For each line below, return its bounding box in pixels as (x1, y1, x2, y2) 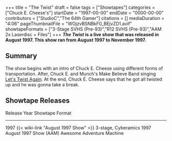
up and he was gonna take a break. (5, 81, 80, 87)
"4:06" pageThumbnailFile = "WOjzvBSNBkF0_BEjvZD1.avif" (5, 20, 132, 27)
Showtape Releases (5, 97, 70, 105)
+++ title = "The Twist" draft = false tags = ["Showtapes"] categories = (5, 5, 155, 10)
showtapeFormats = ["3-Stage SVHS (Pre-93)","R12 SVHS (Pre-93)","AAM (5, 26, 162, 32)
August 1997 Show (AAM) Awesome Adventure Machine (5, 130, 124, 136)
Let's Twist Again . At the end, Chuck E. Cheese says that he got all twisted (5, 76, 162, 82)
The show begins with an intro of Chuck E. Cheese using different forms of (5, 65, 163, 71)
